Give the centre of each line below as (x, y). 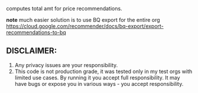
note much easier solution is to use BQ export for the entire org (83, 20)
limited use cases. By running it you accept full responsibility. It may (97, 77)
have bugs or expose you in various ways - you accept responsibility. (99, 84)
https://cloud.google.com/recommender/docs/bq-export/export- (85, 26)
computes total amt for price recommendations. (64, 9)
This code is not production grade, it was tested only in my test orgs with (103, 71)
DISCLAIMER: (32, 51)
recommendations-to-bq (36, 32)
